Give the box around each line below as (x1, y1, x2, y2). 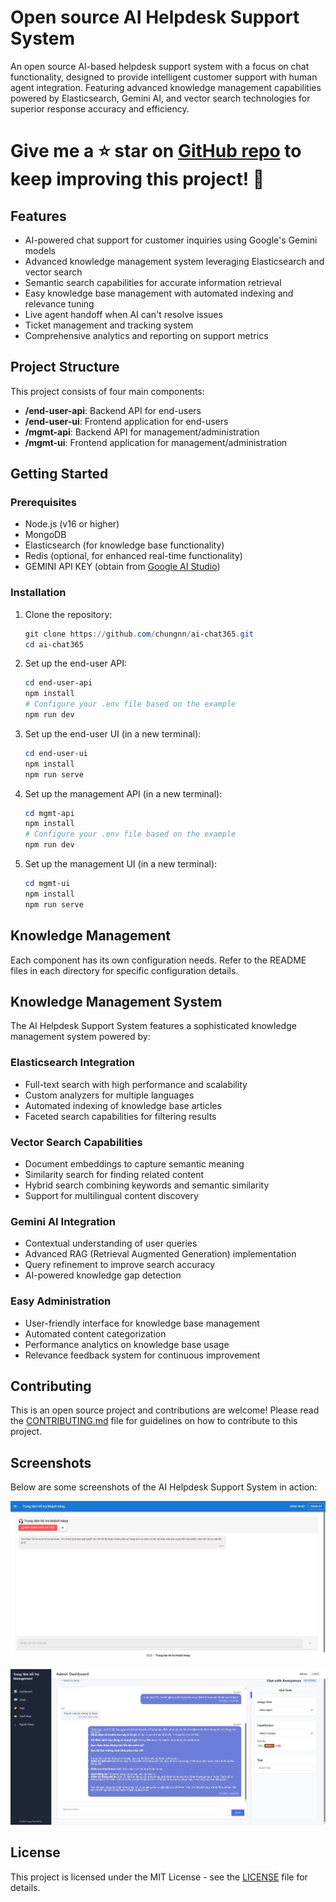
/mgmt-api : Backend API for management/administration (24, 426, 260, 438)
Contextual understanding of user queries (24, 1237, 198, 1250)
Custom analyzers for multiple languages (24, 1089, 195, 1101)
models (24, 244, 56, 256)
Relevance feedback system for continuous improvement (24, 1349, 261, 1361)
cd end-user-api (24, 678, 93, 688)
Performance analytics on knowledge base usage (24, 1338, 230, 1350)
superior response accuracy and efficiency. (10, 102, 190, 115)
